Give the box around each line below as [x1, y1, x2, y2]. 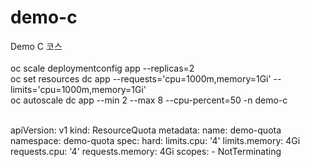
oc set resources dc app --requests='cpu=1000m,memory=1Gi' [10, 72, 272, 85]
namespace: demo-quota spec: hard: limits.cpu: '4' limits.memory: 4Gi [10, 134, 301, 146]
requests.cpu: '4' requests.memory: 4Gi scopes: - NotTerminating [10, 145, 282, 157]
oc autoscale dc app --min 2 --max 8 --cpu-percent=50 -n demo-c [10, 94, 288, 106]
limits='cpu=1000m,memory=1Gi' [10, 83, 147, 95]
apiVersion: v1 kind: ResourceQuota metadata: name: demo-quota [10, 124, 282, 136]
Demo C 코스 [10, 40, 63, 52]
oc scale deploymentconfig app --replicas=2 [10, 62, 195, 74]
